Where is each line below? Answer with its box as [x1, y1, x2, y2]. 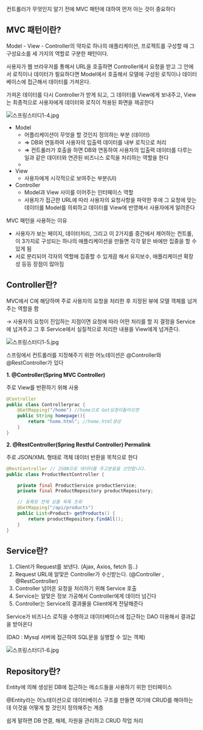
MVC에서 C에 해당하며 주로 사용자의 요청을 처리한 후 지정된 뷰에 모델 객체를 [6, 297, 186, 304]
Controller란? [6, 280, 58, 290]
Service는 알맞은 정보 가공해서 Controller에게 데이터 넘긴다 [15, 592, 157, 599]
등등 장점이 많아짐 [21, 260, 64, 267]
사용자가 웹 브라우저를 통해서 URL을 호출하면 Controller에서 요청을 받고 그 [6, 63, 182, 70]
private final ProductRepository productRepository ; [17, 488, 154, 494]
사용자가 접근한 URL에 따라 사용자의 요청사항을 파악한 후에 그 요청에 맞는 [24, 196, 197, 203]
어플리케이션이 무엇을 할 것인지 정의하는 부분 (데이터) [24, 131, 150, 138]
